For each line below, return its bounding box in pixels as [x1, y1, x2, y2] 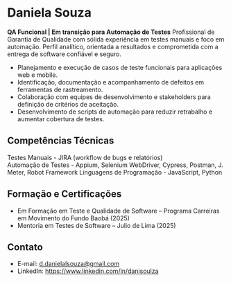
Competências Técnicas [7, 135, 114, 147]
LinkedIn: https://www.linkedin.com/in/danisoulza [17, 267, 159, 275]
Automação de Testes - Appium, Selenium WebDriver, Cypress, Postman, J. [7, 161, 223, 169]
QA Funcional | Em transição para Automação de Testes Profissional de [7, 28, 215, 36]
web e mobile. [17, 71, 58, 79]
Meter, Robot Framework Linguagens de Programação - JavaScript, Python [7, 168, 223, 176]
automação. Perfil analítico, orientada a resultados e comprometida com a [7, 42, 219, 51]
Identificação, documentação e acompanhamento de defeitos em [17, 78, 205, 86]
